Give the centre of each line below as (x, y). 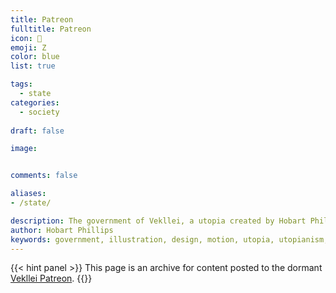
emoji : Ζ (28, 47)
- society (39, 112)
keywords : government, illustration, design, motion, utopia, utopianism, (169, 239)
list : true (33, 66)
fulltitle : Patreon (51, 29)
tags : (21, 84)
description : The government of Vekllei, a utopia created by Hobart (158, 221)
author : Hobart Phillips (62, 230)
